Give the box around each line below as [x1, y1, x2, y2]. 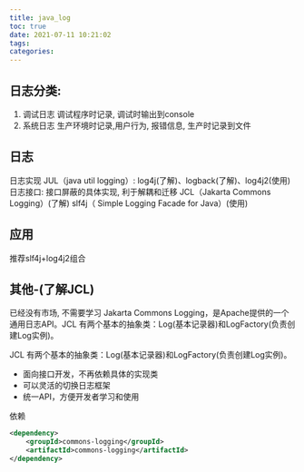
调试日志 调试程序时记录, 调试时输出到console [22, 108, 195, 119]
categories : [9, 47, 54, 56]
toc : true [9, 22, 47, 31]
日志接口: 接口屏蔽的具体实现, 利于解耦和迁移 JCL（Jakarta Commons [9, 186, 271, 197]
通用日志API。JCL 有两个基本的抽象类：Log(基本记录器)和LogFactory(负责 [9, 319, 288, 329]
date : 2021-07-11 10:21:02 [9, 30, 112, 39]
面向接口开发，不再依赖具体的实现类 [22, 369, 159, 379]
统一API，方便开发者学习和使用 [22, 391, 140, 402]
